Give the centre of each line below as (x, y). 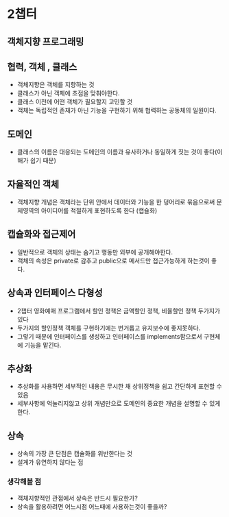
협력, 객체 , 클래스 (42, 67)
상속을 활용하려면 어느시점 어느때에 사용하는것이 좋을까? (92, 506)
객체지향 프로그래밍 (46, 41)
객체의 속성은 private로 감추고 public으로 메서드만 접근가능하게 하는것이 (113, 261)
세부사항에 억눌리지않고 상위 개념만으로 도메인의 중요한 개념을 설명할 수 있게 (119, 404)
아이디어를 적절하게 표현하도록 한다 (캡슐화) (99, 211)
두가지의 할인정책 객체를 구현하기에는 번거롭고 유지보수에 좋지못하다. (109, 328)
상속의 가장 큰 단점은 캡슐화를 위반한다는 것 (75, 454)
